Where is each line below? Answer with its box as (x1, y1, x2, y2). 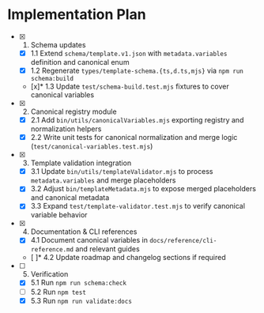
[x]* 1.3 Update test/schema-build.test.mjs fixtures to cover (30, 81, 230, 92)
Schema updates (30, 40, 86, 49)
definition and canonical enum (30, 58, 130, 66)
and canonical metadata (30, 193, 110, 202)
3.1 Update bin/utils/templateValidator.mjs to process (30, 167, 213, 176)
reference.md (30, 246, 74, 254)
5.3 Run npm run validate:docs (30, 296, 132, 305)
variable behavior (30, 210, 88, 220)
